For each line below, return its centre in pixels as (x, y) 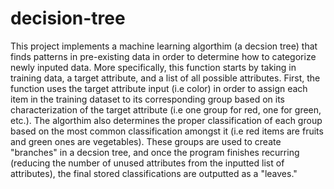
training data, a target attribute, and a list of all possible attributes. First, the (165, 78)
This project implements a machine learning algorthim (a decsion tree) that (164, 46)
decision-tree (68, 18)
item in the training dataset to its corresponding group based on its (147, 99)
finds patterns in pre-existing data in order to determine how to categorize (163, 56)
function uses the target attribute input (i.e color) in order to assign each (159, 88)
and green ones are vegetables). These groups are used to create (146, 141)
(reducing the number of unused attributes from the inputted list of (147, 163)
